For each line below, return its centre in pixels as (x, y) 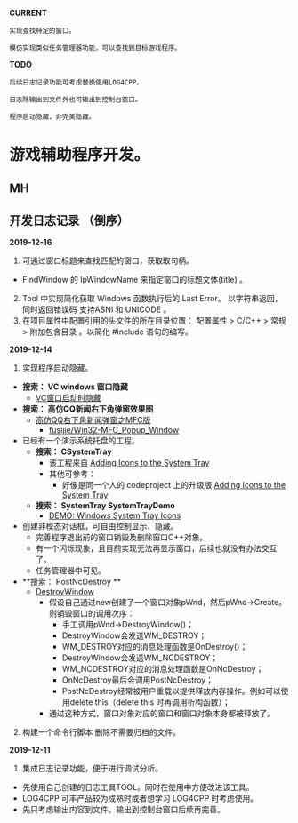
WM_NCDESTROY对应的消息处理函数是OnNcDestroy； (163, 669)
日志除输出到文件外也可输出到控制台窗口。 (76, 100)
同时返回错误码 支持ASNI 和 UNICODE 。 (97, 309)
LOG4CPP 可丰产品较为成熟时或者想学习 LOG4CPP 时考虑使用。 (140, 798)
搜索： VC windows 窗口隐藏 (75, 387)
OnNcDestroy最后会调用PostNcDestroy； (138, 680)
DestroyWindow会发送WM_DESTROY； (134, 635)
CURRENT (28, 13)
